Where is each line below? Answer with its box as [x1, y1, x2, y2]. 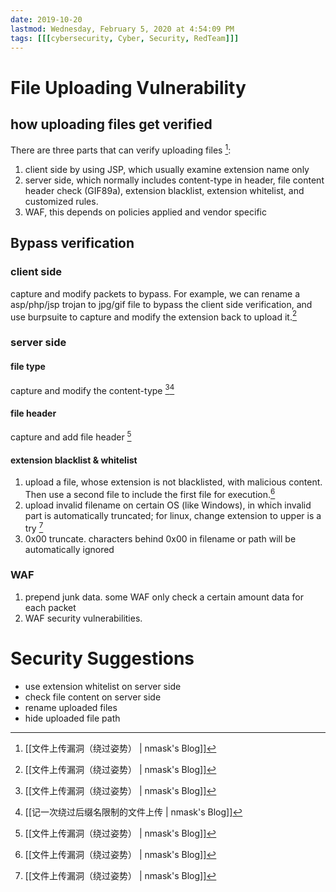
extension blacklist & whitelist [10, 454, 138, 466]
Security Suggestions [10, 647, 195, 670]
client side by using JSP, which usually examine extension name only [24, 164, 310, 176]
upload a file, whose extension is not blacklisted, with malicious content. [24, 476, 323, 488]
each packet [24, 601, 77, 613]
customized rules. [24, 196, 99, 208]
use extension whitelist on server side [24, 680, 182, 692]
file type [10, 360, 46, 372]
